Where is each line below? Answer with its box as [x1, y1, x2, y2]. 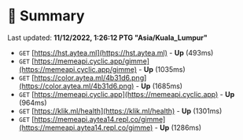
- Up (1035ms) [138, 64, 186, 74]
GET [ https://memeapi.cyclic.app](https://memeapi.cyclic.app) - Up [18, 89, 235, 99]
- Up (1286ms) [154, 123, 202, 132]
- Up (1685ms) [135, 81, 182, 91]
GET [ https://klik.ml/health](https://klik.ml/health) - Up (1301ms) [18, 106, 223, 116]
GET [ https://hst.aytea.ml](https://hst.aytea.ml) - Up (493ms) [18, 48, 214, 57]
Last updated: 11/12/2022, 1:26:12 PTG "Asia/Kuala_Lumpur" [7, 33, 208, 42]
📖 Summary [7, 7, 85, 25]
